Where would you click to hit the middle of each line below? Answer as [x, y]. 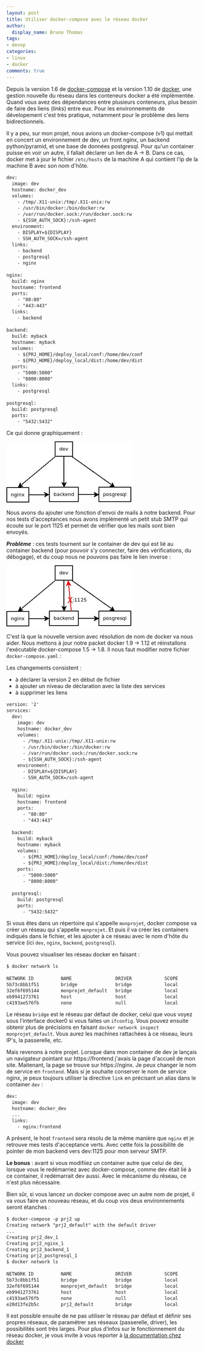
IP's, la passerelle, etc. [34, 1040]
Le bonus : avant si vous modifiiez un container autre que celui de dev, [95, 1163]
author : [16, 26]
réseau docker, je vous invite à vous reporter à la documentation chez [94, 1335]
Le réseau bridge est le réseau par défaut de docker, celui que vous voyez [100, 1014]
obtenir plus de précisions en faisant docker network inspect [83, 1027]
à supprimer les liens [41, 692]
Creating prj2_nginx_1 [35, 1243]
